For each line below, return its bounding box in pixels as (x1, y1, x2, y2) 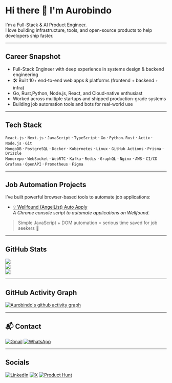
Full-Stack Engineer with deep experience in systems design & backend (12, 66, 164, 72)
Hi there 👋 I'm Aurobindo (5, 5, 112, 16)
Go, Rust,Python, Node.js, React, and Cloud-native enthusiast (12, 90, 143, 96)
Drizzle (5, 151, 22, 156)
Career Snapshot (5, 52, 60, 61)
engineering (12, 71, 38, 78)
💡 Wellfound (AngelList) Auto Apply (12, 204, 88, 210)
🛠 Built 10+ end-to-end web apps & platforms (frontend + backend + (12, 77, 159, 83)
